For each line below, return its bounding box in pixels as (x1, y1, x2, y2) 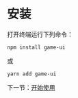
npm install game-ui (7, 44, 66, 51)
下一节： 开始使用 (7, 83, 55, 91)
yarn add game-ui (7, 70, 57, 77)
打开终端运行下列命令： (7, 30, 73, 38)
